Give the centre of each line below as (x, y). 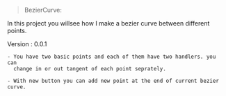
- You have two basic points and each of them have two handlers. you (112, 57)
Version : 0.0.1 (27, 44)
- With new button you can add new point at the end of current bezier (113, 81)
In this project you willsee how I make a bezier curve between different (108, 23)
